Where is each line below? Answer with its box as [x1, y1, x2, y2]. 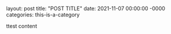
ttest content [6, 23, 37, 29]
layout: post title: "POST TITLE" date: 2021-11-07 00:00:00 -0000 [6, 5, 166, 12]
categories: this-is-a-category [6, 11, 80, 18]
